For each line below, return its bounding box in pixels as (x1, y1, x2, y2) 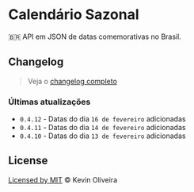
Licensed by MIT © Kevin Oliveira (8, 175, 118, 184)
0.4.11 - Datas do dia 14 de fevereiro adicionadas (19, 123, 186, 132)
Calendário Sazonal (8, 6, 140, 24)
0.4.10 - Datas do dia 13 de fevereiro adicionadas (19, 131, 186, 140)
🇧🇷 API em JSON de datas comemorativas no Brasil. (8, 32, 182, 41)
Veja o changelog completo (27, 76, 117, 86)
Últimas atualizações (8, 96, 91, 107)
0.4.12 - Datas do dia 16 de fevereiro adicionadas (19, 114, 186, 124)
